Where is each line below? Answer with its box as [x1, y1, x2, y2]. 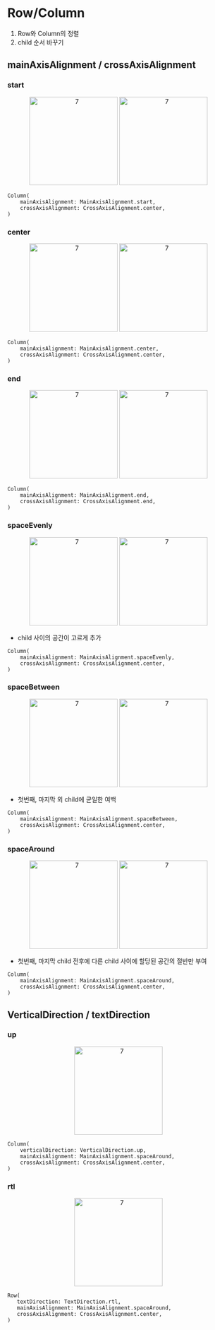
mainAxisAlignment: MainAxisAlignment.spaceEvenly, [20, 654, 175, 661]
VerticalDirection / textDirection [7, 1008, 150, 1020]
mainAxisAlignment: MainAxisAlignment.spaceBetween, [20, 815, 178, 823]
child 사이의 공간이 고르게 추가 [17, 633, 102, 642]
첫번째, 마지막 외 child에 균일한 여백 [17, 795, 116, 804]
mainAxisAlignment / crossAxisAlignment [7, 59, 196, 71]
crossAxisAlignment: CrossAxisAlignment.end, [20, 498, 156, 505]
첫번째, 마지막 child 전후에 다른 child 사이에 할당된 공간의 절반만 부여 [17, 957, 207, 965]
